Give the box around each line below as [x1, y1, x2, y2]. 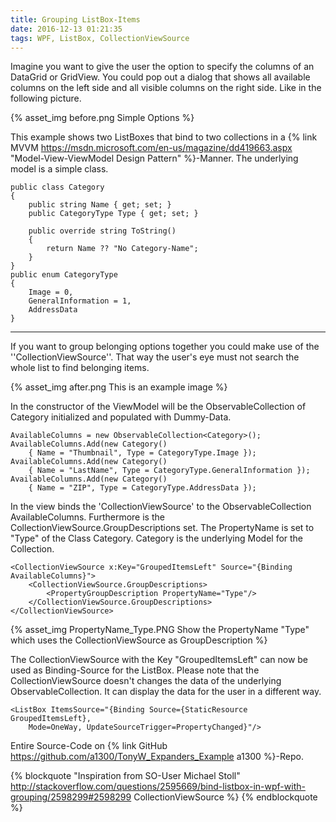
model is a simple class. [10, 163, 109, 175]
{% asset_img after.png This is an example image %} [10, 381, 228, 393]
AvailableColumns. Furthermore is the [10, 511, 165, 523]
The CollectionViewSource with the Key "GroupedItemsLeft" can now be [10, 654, 309, 666]
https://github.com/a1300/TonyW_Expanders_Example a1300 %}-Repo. [10, 751, 304, 763]
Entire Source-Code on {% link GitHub [10, 740, 168, 752]
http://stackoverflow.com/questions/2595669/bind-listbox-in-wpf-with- [10, 781, 306, 793]
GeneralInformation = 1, [28, 296, 132, 306]
